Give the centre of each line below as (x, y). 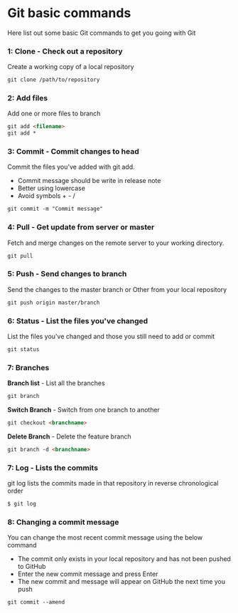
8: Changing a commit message (63, 522)
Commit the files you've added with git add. (71, 167)
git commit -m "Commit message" (55, 209)
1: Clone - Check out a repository (65, 51)
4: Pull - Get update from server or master (81, 227)
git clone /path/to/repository (54, 80)
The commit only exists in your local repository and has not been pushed (124, 559)
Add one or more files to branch (54, 114)
